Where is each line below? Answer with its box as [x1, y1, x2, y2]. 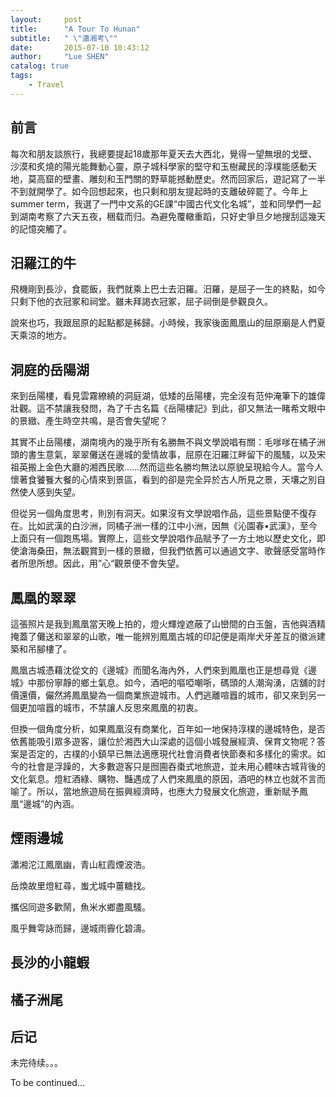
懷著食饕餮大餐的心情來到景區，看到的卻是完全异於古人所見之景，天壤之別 [10, 474, 317, 486]
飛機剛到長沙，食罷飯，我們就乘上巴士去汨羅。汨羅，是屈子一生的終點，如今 [10, 283, 326, 295]
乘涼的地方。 [18, 329, 72, 341]
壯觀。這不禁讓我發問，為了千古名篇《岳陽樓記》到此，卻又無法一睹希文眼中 [10, 402, 326, 415]
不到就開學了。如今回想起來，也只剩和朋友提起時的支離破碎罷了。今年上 [10, 185, 308, 197]
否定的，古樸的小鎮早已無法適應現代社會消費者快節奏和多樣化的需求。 [27, 748, 317, 760]
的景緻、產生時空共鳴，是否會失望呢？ [10, 415, 168, 427]
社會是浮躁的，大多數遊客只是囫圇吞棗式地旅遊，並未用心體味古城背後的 [27, 761, 326, 772]
